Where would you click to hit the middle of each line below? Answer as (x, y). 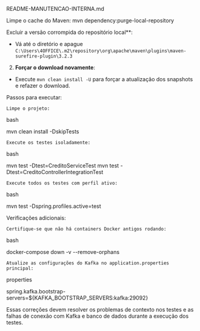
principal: (20, 269)
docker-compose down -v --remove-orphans (63, 252)
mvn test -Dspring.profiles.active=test (54, 206)
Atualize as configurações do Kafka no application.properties (88, 263)
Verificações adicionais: (36, 218)
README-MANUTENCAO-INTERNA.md (55, 9)
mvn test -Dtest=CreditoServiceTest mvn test (63, 165)
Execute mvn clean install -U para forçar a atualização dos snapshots (104, 79)
